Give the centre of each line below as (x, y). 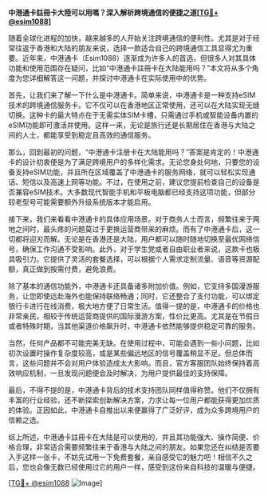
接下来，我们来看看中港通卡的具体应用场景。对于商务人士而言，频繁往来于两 (134, 219)
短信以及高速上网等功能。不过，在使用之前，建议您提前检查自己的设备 (137, 182)
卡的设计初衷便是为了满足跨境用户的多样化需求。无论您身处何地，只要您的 (130, 162)
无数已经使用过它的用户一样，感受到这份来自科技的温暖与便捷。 (155, 467)
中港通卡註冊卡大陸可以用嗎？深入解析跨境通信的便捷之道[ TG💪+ (114, 12)
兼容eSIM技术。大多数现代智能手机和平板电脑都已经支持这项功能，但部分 (135, 192)
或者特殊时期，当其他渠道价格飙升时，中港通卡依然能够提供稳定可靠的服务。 (134, 326)
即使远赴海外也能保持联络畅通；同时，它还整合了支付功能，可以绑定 (148, 296)
